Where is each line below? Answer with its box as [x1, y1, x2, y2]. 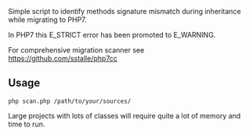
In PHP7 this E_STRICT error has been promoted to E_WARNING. [8, 31, 216, 39]
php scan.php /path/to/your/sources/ [8, 97, 132, 105]
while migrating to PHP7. [8, 15, 88, 24]
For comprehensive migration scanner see [8, 46, 145, 54]
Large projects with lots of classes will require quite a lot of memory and [8, 111, 241, 120]
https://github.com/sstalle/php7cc [8, 54, 117, 63]
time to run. [8, 119, 45, 129]
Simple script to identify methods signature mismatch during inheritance [8, 7, 241, 16]
